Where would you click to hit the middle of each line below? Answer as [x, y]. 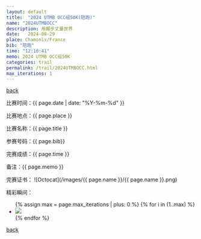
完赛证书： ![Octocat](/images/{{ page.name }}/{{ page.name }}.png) [92, 180]
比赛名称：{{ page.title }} [37, 129]
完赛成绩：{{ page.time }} [38, 154]
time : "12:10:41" [28, 51]
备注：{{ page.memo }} [35, 167]
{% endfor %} [32, 218]
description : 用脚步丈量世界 [40, 29]
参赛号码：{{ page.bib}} [36, 141]
